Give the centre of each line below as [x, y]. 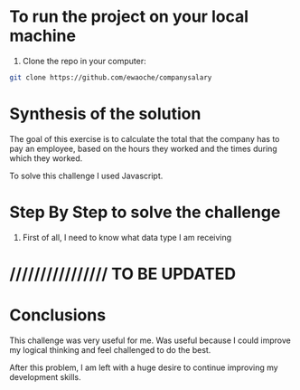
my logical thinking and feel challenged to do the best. [110, 349]
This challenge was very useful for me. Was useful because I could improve [150, 340]
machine [43, 36]
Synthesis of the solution [105, 114]
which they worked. [46, 158]
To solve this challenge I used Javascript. [86, 176]
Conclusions [58, 315]
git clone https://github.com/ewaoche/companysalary [111, 77]
